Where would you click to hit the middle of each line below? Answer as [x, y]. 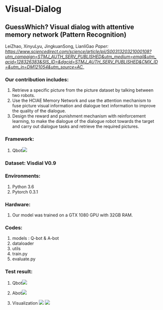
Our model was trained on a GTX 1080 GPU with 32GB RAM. [72, 215]
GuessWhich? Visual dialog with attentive [70, 27]
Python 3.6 [23, 187]
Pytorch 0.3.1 [25, 192]
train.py [20, 254]
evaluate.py [24, 259]
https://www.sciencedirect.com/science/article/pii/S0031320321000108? [78, 51]
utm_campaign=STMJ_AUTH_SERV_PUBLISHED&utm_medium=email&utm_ [81, 57]
